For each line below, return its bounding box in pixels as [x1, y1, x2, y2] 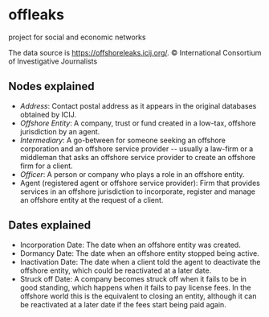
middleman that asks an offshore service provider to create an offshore [19, 152, 256, 162]
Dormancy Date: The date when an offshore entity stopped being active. [19, 248, 259, 258]
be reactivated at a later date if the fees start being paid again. [19, 299, 226, 309]
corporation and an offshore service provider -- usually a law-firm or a [19, 143, 254, 154]
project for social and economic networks [8, 32, 146, 42]
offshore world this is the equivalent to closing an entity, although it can [19, 291, 257, 301]
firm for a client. [19, 161, 74, 171]
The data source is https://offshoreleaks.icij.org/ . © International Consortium [8, 47, 262, 57]
